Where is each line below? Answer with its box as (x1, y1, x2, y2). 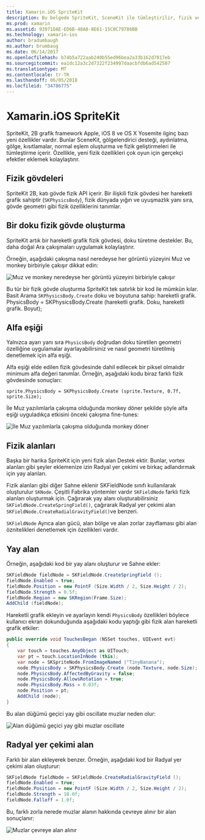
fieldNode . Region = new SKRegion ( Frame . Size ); (6, 594, 127, 601)
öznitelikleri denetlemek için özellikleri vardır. (6, 526, 119, 533)
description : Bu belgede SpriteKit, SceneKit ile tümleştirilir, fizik (6, 15, 192, 21)
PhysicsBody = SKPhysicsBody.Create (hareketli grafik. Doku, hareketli (6, 298, 185, 306)
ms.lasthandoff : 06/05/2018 (6, 77, 78, 83)
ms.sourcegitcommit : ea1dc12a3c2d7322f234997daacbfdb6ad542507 (6, 60, 171, 66)
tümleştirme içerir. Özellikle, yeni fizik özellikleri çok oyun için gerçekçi (6, 149, 184, 156)
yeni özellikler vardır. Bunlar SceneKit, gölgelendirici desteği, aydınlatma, (6, 136, 189, 143)
